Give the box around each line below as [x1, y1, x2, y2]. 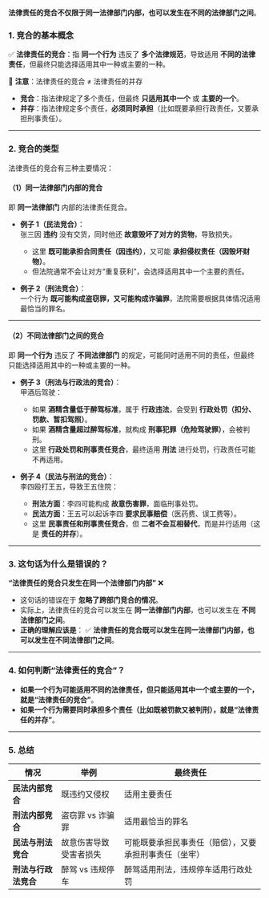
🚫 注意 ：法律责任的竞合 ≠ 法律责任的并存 [8, 76, 143, 87]
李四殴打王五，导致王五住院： [19, 482, 118, 491]
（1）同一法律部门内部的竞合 [8, 183, 103, 193]
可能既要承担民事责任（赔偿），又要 [123, 836, 257, 847]
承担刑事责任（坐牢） [123, 848, 205, 859]
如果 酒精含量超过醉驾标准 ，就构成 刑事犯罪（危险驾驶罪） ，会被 [31, 425, 243, 434]
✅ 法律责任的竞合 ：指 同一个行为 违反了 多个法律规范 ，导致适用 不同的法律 [8, 50, 256, 59]
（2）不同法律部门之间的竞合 [8, 331, 104, 340]
